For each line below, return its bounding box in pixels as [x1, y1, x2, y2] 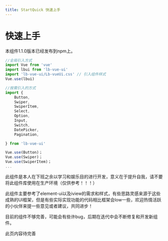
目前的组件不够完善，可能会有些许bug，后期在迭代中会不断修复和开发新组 [5, 213, 158, 219]
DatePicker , [14, 127, 39, 132]
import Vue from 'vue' [5, 62, 52, 67]
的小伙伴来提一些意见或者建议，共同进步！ [5, 203, 93, 209]
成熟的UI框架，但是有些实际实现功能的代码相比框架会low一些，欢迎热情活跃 [5, 196, 161, 202]
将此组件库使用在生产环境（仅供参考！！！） [5, 179, 97, 185]
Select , [14, 108, 30, 114]
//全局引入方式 [5, 58, 32, 63]
